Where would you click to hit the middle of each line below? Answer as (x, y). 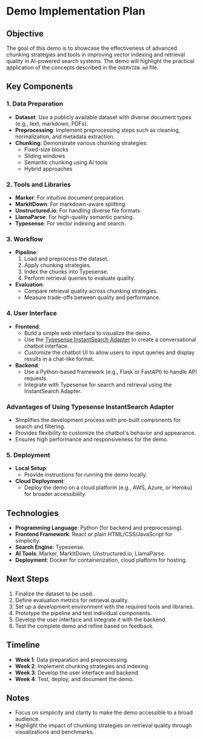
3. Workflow (25, 239)
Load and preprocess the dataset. (66, 259)
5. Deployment (28, 455)
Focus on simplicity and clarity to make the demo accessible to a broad (104, 713)
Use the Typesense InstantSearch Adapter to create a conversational (110, 339)
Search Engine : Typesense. (50, 547)
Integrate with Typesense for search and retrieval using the (98, 384)
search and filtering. (40, 426)
